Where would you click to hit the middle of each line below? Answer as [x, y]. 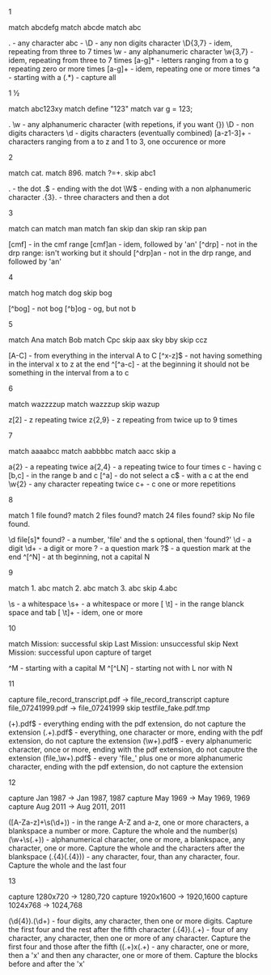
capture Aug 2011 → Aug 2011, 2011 [67, 807]
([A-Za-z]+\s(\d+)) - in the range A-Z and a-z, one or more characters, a [129, 822]
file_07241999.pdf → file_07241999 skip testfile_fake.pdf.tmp [109, 708]
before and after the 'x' [47, 964]
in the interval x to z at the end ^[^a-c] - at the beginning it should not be [129, 364]
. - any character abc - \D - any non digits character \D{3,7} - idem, [121, 43]
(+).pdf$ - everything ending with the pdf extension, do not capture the [127, 724]
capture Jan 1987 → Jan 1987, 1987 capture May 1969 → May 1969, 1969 [129, 798]
